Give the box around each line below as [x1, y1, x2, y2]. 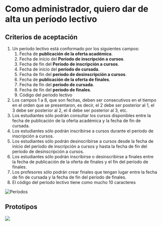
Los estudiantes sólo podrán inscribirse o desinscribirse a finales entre [12, 154, 154, 159]
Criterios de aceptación [5, 33, 78, 41]
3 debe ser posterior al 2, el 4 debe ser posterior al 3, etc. [12, 107, 128, 113]
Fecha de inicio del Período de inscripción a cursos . [19, 56, 125, 61]
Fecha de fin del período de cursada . [19, 82, 95, 88]
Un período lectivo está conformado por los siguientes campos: [12, 46, 140, 51]
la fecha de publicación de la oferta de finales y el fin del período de [12, 159, 148, 165]
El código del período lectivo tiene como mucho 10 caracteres [12, 180, 136, 185]
